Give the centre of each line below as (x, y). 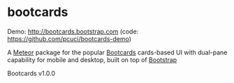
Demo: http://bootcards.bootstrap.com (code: (73, 31)
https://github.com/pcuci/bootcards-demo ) (69, 38)
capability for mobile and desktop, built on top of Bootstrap (92, 59)
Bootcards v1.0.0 (31, 73)
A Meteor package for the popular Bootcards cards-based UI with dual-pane (117, 52)
